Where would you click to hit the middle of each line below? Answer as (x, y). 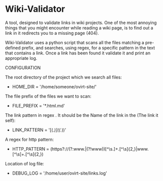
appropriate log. (21, 58)
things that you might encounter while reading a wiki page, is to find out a (79, 27)
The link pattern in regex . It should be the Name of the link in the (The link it (82, 115)
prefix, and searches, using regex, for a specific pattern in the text (88, 48)
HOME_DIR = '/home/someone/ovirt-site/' (54, 86)
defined (13, 48)
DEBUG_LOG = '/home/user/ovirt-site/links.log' (59, 173)
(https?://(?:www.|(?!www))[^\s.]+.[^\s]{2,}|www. (99, 149)
